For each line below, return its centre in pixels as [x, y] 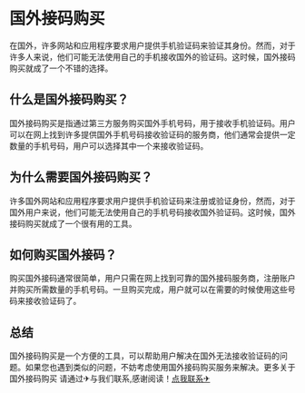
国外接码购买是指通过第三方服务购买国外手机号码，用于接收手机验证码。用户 [152, 123]
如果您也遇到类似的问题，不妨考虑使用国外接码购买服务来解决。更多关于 [160, 368]
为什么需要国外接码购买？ [81, 177]
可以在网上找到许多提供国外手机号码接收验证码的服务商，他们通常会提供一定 [152, 134]
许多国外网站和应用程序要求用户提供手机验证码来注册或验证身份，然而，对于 [152, 201]
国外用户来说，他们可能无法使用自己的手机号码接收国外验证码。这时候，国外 [152, 212]
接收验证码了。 [53, 301]
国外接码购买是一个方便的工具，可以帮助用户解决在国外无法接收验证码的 [144, 356]
